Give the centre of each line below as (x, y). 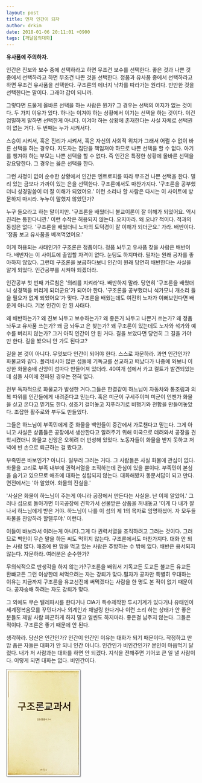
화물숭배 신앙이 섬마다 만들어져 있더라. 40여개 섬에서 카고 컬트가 (93, 369)
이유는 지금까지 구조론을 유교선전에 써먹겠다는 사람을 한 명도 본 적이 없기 (91, 582)
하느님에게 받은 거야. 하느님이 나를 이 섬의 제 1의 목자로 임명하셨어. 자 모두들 (106, 511)
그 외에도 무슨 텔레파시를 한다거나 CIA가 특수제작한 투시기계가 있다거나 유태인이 (100, 602)
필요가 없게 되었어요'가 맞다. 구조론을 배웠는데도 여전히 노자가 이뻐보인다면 (100, 298)
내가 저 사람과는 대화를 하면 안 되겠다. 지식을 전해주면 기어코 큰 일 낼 (99, 653)
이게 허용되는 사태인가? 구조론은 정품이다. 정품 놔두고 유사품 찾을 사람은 (90, 247)
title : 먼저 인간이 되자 (33, 19)
